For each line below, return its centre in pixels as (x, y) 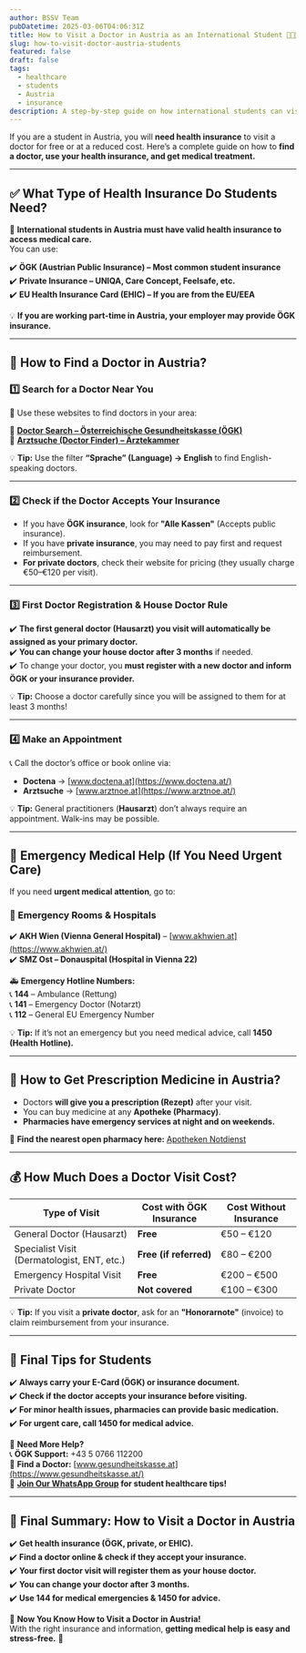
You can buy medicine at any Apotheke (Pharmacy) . (122, 1111)
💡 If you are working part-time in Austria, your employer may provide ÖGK (153, 316)
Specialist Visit (46, 1249)
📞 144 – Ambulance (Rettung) (63, 994)
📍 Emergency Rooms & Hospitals (83, 915)
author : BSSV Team (44, 18)
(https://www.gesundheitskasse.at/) (77, 1474)
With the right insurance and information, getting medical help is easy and (150, 1628)
